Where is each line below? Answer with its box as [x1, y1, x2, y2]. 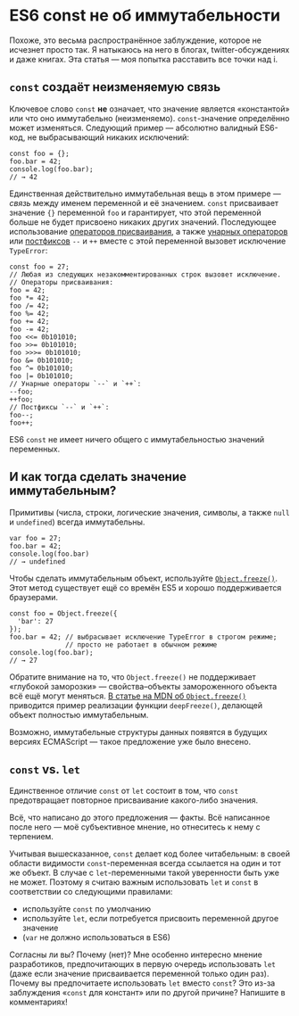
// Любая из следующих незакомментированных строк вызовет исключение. [9, 269, 281, 279]
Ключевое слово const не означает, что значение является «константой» [9, 103, 290, 114]
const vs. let [9, 762, 80, 777]
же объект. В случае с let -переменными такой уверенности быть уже [9, 867, 279, 879]
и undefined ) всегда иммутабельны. [9, 516, 145, 527]
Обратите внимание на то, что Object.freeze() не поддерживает [9, 671, 256, 682]
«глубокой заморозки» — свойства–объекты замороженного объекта [9, 681, 278, 691]
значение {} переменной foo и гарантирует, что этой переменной [9, 207, 262, 218]
